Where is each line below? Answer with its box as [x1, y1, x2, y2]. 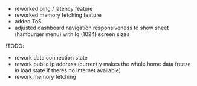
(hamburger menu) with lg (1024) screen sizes [14, 31, 130, 38]
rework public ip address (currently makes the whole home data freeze [14, 60, 191, 67]
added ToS [14, 18, 42, 25]
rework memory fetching [14, 73, 76, 80]
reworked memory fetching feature [14, 11, 102, 19]
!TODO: [5, 42, 25, 49]
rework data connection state [14, 54, 88, 61]
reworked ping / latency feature [14, 5, 93, 12]
